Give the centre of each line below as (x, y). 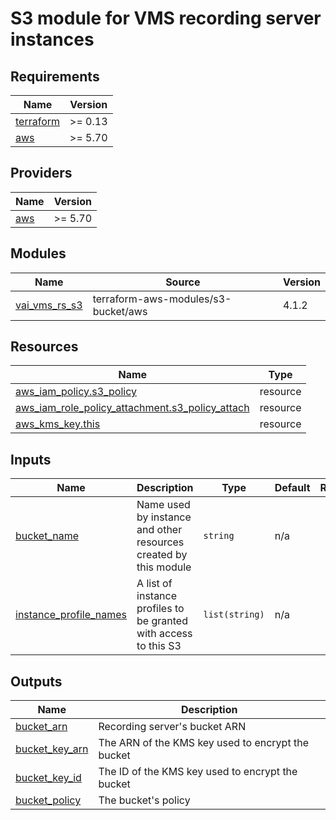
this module (164, 567)
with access (164, 634)
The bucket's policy (144, 800)
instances (52, 39)
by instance (164, 517)
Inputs (31, 459)
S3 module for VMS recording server (166, 18)
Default (292, 488)
